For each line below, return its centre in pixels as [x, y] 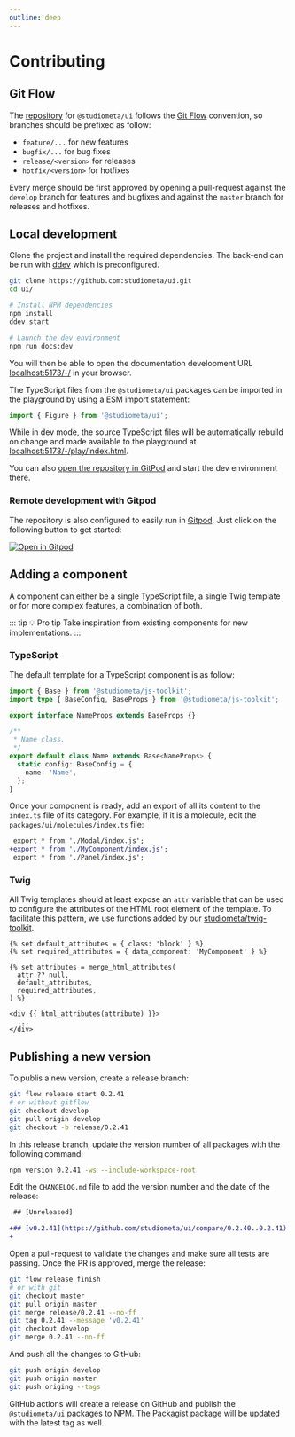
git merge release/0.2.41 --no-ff [73, 1312]
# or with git [35, 1287]
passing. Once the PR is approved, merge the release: [108, 1263]
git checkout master [47, 1296]
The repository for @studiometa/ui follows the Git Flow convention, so [136, 115]
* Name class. [39, 740]
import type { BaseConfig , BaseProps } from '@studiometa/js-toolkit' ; [144, 699]
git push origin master [53, 1378]
